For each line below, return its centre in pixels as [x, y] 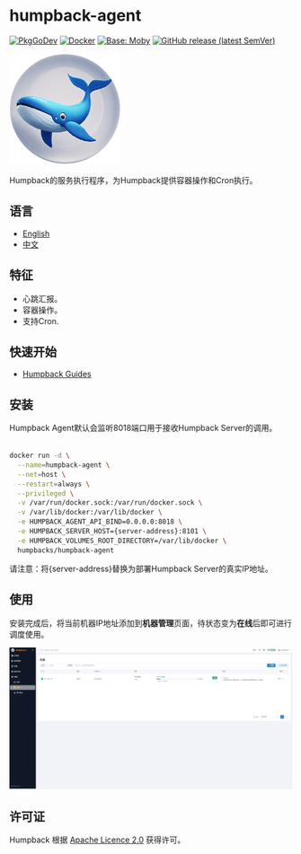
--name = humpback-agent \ [64, 465]
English [36, 233]
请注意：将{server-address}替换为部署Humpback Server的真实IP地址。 [141, 568]
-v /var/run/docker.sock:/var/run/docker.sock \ [110, 503]
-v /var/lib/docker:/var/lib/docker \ [90, 513]
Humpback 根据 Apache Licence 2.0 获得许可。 [97, 840]
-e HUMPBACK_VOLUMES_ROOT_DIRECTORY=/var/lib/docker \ [122, 541]
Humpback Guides [57, 374]
